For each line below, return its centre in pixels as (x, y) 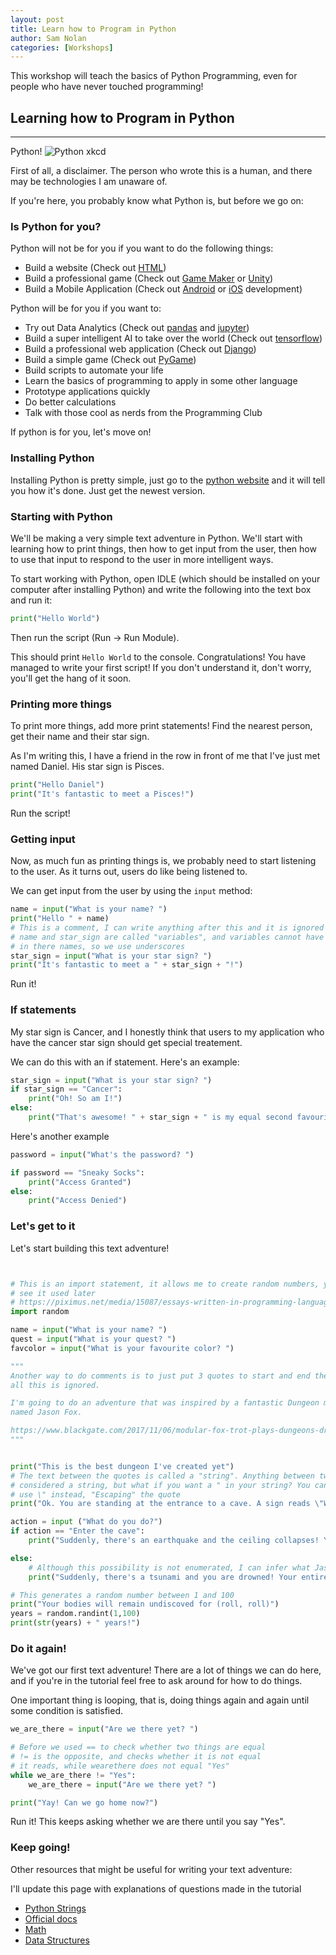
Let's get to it (43, 1226)
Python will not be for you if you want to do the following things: (142, 248)
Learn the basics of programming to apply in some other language (161, 381)
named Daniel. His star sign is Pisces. (87, 767)
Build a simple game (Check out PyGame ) (110, 360)
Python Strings (55, 1908)
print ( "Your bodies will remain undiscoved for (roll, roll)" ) (145, 1604)
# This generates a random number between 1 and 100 (122, 1595)
